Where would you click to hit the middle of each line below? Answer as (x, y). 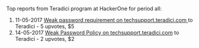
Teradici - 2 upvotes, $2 (45, 39)
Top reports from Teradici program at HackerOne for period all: (84, 9)
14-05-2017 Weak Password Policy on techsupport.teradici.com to (97, 33)
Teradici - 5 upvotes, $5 (44, 26)
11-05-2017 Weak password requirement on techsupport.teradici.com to (104, 20)
